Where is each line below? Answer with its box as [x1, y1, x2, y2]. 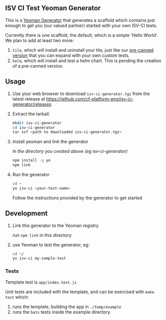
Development [5, 209, 48, 218]
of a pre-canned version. [12, 63, 64, 69]
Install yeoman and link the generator [12, 139, 88, 145]
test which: [5, 294, 29, 300]
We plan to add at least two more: [5, 37, 74, 43]
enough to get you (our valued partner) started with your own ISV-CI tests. [5, 22, 158, 28]
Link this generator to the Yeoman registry [12, 222, 99, 228]
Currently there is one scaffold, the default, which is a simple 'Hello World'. [5, 32, 158, 38]
